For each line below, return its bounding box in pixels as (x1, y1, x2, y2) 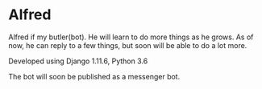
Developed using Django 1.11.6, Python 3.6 (8, 56, 148, 66)
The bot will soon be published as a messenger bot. (8, 71, 181, 81)
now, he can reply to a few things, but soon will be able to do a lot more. (8, 40, 247, 50)
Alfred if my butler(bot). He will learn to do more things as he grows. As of (8, 32, 254, 42)
